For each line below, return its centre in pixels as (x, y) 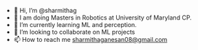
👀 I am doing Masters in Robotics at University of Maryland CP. (103, 18)
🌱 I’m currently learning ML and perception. (75, 25)
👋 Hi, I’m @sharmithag (45, 10)
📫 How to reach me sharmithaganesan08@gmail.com (90, 40)
